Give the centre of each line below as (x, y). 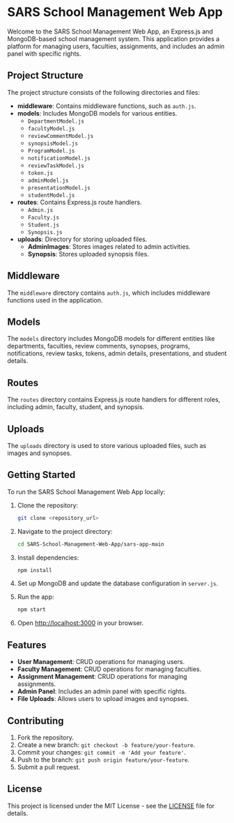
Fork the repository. (46, 737)
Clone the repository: (48, 505)
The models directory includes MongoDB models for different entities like (111, 339)
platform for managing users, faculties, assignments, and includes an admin (116, 46)
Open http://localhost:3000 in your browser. (80, 623)
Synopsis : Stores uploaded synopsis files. (88, 254)
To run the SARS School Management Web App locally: (86, 491)
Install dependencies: (48, 557)
